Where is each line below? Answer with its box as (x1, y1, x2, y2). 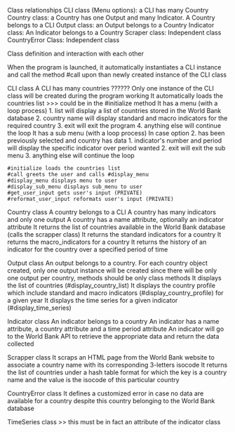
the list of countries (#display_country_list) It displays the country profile (7, 281, 216, 289)
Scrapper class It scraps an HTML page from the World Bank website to (7, 353, 215, 361)
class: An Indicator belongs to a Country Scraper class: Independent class (7, 28, 222, 37)
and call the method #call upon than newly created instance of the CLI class (7, 70, 227, 79)
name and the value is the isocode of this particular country (7, 376, 180, 384)
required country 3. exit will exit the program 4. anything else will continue (7, 122, 222, 129)
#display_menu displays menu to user (7, 177, 118, 184)
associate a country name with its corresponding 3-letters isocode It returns (7, 361, 228, 369)
